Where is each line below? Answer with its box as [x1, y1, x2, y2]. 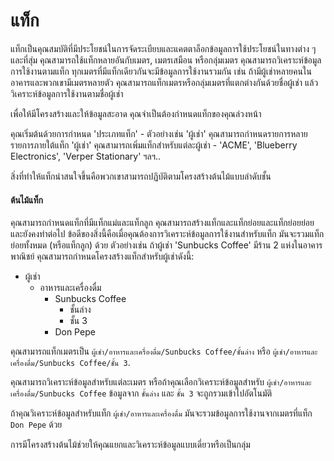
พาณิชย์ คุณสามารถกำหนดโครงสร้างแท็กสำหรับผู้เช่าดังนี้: [10, 250, 195, 263]
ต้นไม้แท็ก [10, 194, 43, 206]
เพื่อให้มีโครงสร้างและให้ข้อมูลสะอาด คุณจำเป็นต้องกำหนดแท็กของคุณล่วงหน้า [10, 107, 262, 119]
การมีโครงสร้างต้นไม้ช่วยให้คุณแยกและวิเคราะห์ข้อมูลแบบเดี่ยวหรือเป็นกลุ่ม [10, 439, 251, 451]
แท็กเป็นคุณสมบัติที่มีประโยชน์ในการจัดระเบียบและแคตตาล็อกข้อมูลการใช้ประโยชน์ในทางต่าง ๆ [10, 42, 317, 54]
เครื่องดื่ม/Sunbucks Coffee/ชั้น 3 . [10, 357, 131, 369]
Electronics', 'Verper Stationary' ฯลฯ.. [10, 150, 162, 162]
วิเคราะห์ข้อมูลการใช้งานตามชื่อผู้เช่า [10, 87, 124, 99]
